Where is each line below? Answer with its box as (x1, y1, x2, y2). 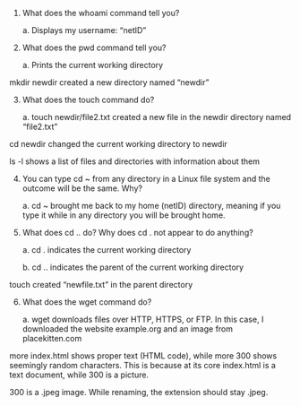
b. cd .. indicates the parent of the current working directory (21, 262, 244, 272)
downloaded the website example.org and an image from (21, 324, 234, 334)
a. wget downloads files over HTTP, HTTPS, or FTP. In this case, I (21, 314, 264, 324)
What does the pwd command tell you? (21, 42, 167, 53)
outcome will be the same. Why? (21, 183, 143, 194)
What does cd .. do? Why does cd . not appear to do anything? (21, 228, 253, 238)
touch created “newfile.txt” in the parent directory (9, 280, 193, 289)
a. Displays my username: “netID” (21, 25, 147, 35)
